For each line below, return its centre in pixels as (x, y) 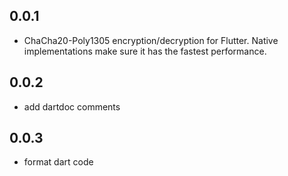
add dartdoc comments (72, 106)
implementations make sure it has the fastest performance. (145, 51)
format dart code (58, 162)
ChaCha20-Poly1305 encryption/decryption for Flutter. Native (151, 40)
